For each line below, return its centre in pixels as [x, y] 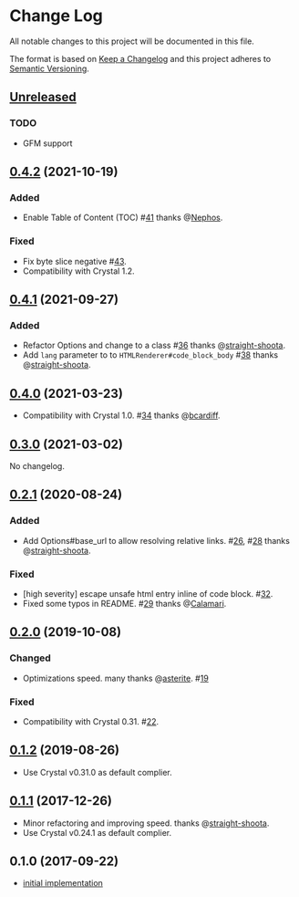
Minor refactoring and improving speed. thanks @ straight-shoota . [146, 823]
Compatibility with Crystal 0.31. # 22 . [91, 721]
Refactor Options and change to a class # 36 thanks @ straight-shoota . [154, 345]
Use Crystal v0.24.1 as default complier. [97, 832]
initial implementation [62, 883]
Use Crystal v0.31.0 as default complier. [98, 772]
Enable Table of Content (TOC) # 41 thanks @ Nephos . [123, 218]
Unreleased [43, 97]
